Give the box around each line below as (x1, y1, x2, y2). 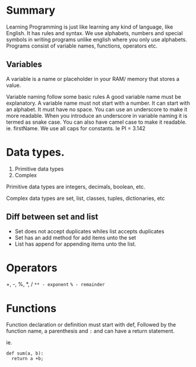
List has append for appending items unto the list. (14, 240, 137, 247)
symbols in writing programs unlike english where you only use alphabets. (6, 36, 187, 43)
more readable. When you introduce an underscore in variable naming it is (6, 112, 188, 119)
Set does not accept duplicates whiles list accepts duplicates (14, 227, 165, 235)
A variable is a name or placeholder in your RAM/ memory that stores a (6, 75, 180, 82)
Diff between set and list (6, 212, 99, 222)
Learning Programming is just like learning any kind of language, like (6, 23, 173, 30)
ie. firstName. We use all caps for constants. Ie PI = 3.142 (6, 124, 146, 131)
